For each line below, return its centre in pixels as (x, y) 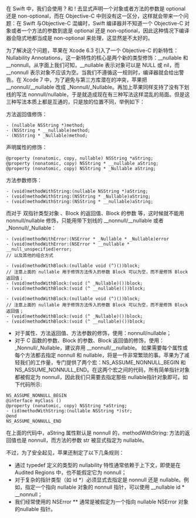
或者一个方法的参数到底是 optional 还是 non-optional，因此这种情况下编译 (100, 31)
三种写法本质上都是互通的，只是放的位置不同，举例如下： (75, 102)
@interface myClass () (34, 401)
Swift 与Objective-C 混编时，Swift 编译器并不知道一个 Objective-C (103, 23)
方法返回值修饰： (27, 114)
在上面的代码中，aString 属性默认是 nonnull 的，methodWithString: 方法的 (95, 433)
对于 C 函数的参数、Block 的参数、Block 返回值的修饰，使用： (89, 340)
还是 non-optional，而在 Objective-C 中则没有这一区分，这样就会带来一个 (95, 16)
